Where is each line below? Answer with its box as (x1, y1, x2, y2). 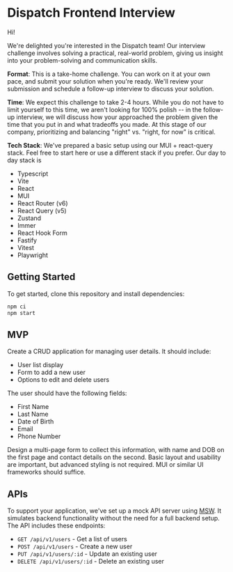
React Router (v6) (17, 199, 68, 207)
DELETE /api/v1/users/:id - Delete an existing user (17, 557, 165, 566)
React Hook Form (17, 229, 67, 237)
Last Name (17, 410, 49, 419)
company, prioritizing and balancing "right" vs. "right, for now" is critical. (7, 127, 216, 136)
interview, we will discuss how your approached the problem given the (16, 113, 218, 121)
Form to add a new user (17, 368, 86, 377)
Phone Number (17, 432, 61, 440)
